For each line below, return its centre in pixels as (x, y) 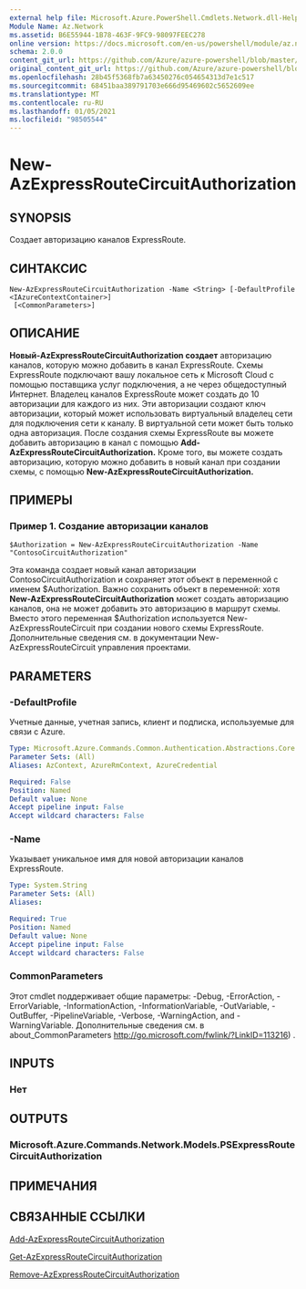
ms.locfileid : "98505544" (58, 120)
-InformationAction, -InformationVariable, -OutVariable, (167, 1005)
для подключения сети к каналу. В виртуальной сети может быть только (152, 423)
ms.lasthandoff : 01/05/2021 (63, 111)
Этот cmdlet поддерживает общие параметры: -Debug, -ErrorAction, (142, 996)
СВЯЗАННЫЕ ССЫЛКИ (77, 1217)
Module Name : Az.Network (56, 26)
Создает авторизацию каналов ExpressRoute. (98, 240)
